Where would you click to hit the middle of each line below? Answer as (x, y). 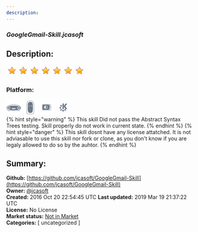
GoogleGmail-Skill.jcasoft (45, 34)
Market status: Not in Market (43, 216)
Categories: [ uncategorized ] (43, 223)
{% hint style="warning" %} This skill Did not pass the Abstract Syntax (94, 119)
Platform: (20, 90)
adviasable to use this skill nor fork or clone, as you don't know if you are (97, 138)
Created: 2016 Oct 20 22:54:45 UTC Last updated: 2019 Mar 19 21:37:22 (97, 197)
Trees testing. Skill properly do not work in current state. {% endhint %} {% (99, 126)
